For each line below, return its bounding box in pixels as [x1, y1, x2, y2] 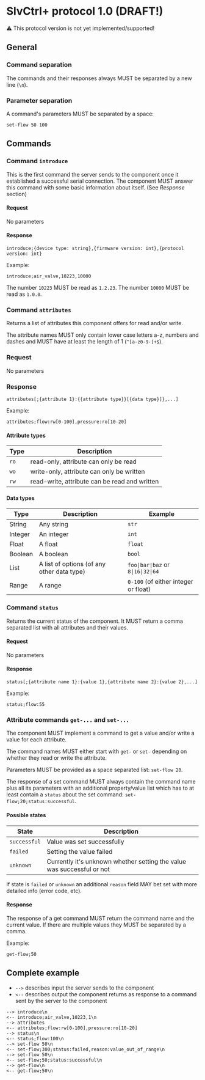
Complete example [6, 968, 80, 979]
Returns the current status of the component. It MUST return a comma [6, 617, 183, 625]
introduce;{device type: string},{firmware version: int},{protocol [6, 246, 184, 252]
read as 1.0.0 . [6, 290, 42, 298]
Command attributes [6, 306, 71, 314]
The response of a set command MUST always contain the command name [6, 778, 196, 785]
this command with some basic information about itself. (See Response [6, 183, 185, 191]
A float [38, 540, 58, 548]
